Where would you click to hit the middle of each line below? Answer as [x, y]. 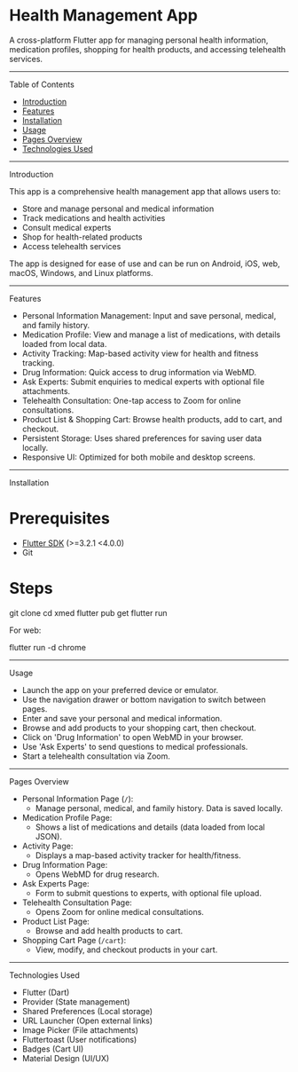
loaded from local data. [64, 343]
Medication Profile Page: [67, 817]
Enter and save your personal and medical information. [122, 718]
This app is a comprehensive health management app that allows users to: [145, 191]
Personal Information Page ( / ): [78, 799]
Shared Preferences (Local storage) [87, 1011]
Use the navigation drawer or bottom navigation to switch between [144, 699]
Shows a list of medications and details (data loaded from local [150, 827]
